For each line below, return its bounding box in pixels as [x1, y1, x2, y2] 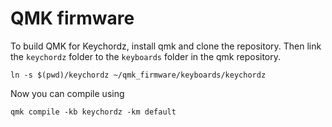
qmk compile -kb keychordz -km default [10, 107, 177, 117]
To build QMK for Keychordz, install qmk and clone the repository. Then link [10, 40, 322, 52]
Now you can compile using [10, 87, 125, 99]
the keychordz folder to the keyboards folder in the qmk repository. [10, 50, 282, 62]
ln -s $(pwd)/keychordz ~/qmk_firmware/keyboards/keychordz [10, 70, 267, 80]
